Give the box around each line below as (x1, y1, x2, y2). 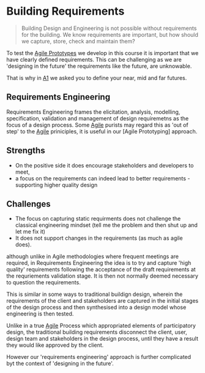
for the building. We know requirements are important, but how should (21, 31, 199, 38)
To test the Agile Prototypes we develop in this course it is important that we (6, 49, 199, 56)
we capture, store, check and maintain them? (21, 37, 136, 45)
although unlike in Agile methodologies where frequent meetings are (6, 253, 179, 260)
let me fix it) (15, 228, 46, 235)
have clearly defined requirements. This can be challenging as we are (6, 56, 182, 63)
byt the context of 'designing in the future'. (6, 360, 114, 367)
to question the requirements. (6, 279, 81, 286)
